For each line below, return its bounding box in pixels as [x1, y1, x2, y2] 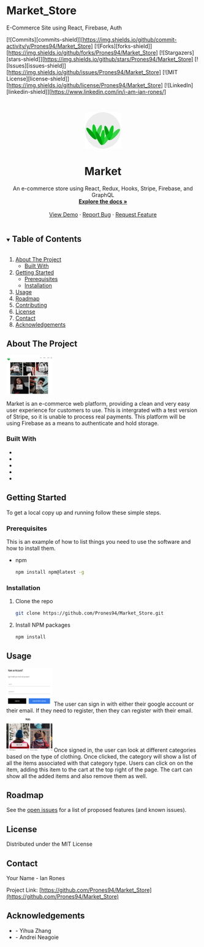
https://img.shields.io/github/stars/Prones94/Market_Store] [43, 55, 194, 63]
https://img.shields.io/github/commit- [82, 36, 177, 43]
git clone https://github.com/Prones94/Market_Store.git [15, 610, 164, 617]
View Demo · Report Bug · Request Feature [48, 211, 157, 218]
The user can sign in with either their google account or [53, 700, 194, 708]
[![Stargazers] [159, 48, 194, 56]
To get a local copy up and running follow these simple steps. [6, 509, 161, 516]
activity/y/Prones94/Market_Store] [6, 42, 93, 50]
